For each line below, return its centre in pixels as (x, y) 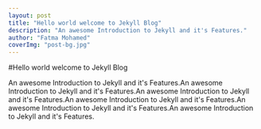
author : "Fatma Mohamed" (49, 38)
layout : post (30, 15)
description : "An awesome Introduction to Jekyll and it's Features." (128, 30)
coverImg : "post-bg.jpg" (49, 45)
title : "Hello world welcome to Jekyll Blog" (85, 23)
